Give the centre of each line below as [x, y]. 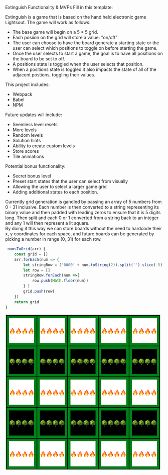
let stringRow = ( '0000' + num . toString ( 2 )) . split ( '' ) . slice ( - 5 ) [93, 265]
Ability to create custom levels [44, 146]
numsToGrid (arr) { [27, 249]
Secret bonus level [32, 176]
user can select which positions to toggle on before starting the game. [85, 48]
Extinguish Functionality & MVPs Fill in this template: [59, 7]
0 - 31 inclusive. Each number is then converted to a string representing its [82, 207]
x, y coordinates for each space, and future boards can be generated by [80, 234]
